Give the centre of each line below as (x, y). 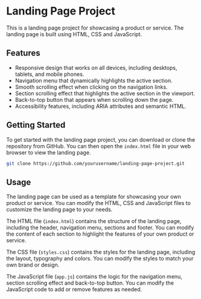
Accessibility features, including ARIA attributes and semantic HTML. (101, 106)
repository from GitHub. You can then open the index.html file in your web (99, 146)
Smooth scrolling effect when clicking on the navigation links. (91, 87)
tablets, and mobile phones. (49, 74)
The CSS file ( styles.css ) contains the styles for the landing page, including (101, 252)
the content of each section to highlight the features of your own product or (100, 234)
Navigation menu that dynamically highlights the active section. (94, 80)
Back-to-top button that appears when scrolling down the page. (94, 99)
